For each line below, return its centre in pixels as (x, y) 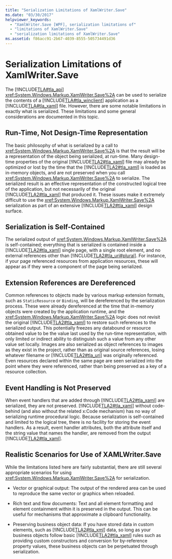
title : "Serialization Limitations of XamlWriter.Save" (66, 10)
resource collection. (26, 372)
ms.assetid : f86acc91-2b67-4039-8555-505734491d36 (60, 39)
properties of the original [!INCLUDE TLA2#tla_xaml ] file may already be (91, 161)
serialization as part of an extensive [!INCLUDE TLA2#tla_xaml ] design (79, 205)
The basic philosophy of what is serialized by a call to (62, 145)
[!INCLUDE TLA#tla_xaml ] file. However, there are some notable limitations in (86, 105)
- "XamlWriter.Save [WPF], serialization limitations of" (73, 24)
